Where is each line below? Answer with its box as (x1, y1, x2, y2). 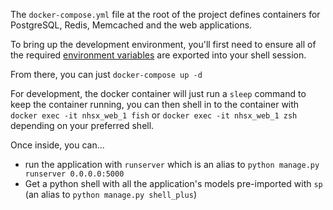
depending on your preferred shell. (10, 120, 155, 131)
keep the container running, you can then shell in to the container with (10, 99, 300, 110)
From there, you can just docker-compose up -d (10, 69, 203, 80)
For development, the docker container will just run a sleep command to (10, 88, 307, 99)
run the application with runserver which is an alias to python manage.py (24, 159, 320, 170)
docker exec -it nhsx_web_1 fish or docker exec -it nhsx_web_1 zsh (10, 109, 298, 121)
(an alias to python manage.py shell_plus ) (24, 189, 197, 200)
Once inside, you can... (10, 139, 105, 151)
